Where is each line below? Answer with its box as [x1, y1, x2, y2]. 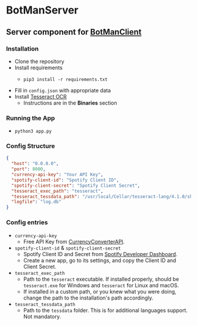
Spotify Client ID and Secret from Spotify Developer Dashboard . [23, 250, 178, 257]
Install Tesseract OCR [14, 93, 67, 100]
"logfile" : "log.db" [11, 199, 62, 205]
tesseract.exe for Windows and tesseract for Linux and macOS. [23, 281, 179, 288]
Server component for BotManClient [6, 27, 142, 37]
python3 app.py [14, 129, 52, 135]
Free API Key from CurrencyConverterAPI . [23, 238, 125, 245]
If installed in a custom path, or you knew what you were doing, [23, 288, 177, 295]
